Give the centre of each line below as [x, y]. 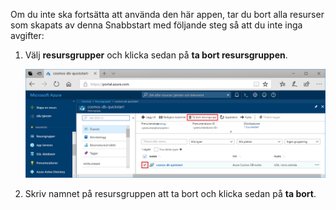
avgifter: [27, 35]
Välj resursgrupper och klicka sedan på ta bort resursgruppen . [156, 55]
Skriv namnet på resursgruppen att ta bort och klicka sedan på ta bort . [170, 194]
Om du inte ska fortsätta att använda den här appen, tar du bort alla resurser [167, 14]
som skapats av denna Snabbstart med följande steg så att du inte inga [156, 25]
